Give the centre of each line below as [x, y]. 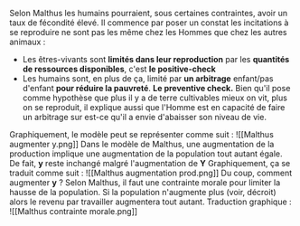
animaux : [28, 42]
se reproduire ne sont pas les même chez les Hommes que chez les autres [148, 32]
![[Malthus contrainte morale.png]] [74, 211]
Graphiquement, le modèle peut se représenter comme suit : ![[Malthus [141, 134]
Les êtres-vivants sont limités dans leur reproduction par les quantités [156, 59]
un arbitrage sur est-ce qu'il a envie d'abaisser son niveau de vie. [144, 117]
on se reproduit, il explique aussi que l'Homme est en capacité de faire [154, 107]
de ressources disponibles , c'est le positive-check [119, 69]
